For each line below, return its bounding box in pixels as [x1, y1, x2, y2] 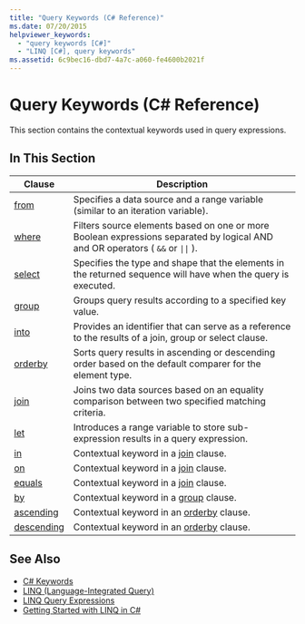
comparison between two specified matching [73, 395, 266, 407]
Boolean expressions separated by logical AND [73, 230, 274, 243]
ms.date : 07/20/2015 [9, 22, 88, 31]
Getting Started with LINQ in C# [22, 604, 142, 615]
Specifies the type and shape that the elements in [73, 256, 284, 268]
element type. [73, 368, 133, 381]
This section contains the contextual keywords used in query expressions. [9, 124, 287, 135]
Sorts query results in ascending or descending [73, 346, 276, 358]
